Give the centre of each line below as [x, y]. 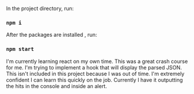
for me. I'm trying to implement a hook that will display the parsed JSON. [94, 67]
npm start [20, 49]
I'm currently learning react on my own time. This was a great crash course [97, 61]
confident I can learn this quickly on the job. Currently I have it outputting [95, 80]
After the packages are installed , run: [52, 35]
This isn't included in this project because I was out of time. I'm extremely [95, 74]
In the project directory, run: [40, 8]
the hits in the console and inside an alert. [57, 86]
